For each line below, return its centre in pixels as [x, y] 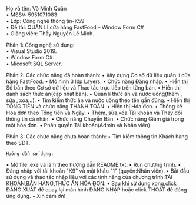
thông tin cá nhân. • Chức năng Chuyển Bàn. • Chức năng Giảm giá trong [95, 119]
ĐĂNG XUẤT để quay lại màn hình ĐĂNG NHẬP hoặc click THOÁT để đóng [97, 190]
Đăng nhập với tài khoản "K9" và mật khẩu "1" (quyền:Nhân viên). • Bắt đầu [98, 171]
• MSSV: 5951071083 [32, 15]
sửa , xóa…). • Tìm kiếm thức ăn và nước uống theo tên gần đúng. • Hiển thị [98, 100]
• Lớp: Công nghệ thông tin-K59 [45, 21]
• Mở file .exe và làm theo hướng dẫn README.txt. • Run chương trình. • [94, 165]
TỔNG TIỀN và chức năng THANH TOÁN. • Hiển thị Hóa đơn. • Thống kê [94, 106]
